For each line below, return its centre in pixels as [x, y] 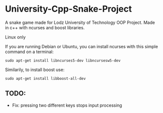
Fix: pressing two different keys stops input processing [67, 105]
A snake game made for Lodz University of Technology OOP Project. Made [80, 22]
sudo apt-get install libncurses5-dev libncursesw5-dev [63, 60]
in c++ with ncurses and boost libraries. [45, 27]
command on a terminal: [29, 52]
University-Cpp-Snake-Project [69, 9]
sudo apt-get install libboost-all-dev [45, 78]
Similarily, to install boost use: [35, 70]
